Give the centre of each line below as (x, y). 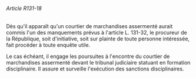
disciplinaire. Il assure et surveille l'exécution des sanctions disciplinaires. (95, 69)
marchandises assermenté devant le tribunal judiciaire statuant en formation (98, 63)
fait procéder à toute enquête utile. (48, 45)
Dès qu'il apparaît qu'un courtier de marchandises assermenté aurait (89, 26)
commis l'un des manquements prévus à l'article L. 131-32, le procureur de (97, 33)
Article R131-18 (24, 8)
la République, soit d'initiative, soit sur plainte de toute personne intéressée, (98, 39)
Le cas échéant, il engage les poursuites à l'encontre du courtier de (88, 56)
